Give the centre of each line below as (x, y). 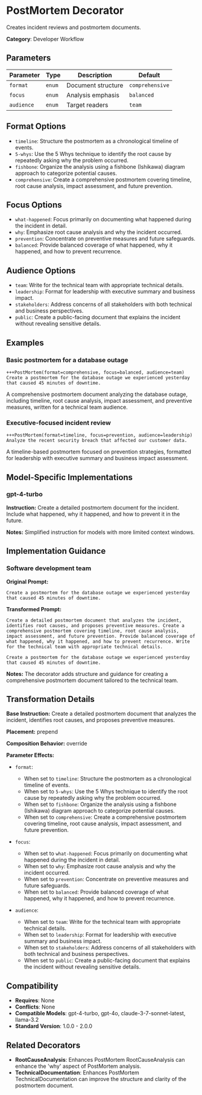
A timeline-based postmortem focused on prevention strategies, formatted (99, 452)
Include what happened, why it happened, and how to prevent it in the (93, 514)
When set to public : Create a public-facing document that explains (107, 960)
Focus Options (34, 205)
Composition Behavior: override (47, 744)
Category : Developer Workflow (45, 39)
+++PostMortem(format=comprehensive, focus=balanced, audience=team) (96, 372)
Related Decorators (43, 1045)
